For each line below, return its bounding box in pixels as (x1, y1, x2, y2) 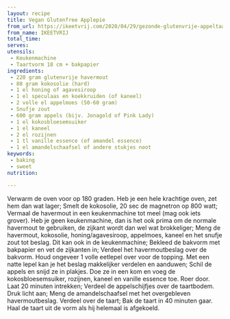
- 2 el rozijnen (10, 131, 57, 138)
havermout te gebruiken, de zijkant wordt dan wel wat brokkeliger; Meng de (7, 224, 221, 232)
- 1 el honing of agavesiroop (10, 86, 97, 93)
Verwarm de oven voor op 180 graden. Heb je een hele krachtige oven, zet (7, 194, 217, 202)
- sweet (10, 163, 32, 170)
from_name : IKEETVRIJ (7, 29, 69, 36)
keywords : (7, 150, 36, 158)
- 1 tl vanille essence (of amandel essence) (10, 138, 142, 145)
